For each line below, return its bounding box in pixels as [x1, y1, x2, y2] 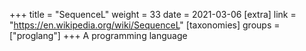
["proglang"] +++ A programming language [9, 30, 188, 41]
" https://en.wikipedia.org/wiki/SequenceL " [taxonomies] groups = [9, 19, 281, 31]
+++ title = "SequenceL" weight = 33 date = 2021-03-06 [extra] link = [9, 9, 297, 20]
